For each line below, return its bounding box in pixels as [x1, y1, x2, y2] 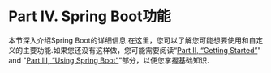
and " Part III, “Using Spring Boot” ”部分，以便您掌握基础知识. [8, 55, 209, 65]
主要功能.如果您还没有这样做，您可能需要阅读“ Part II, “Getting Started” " [22, 45, 261, 55]
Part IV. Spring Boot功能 [8, 7, 172, 26]
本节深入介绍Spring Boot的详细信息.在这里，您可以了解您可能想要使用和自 [8, 35, 256, 45]
